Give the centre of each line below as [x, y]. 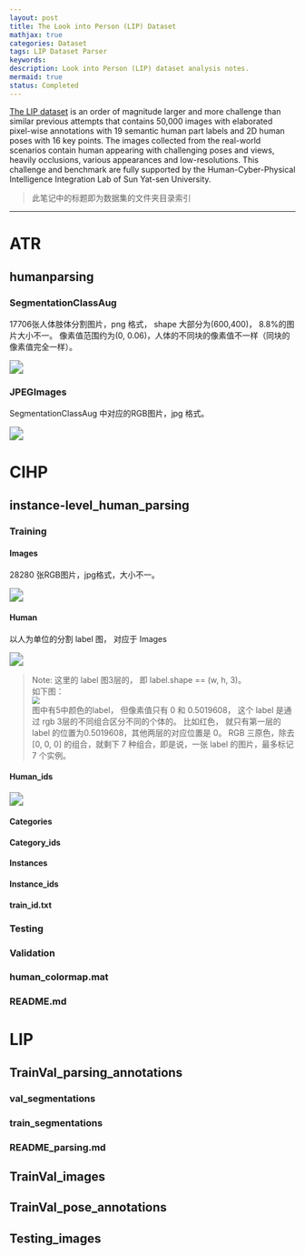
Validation [33, 953]
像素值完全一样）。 [43, 346]
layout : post [34, 18]
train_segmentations [56, 1122]
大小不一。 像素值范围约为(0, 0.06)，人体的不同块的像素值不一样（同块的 [153, 335]
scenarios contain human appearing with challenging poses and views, [142, 150]
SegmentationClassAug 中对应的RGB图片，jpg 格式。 [109, 413]
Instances [29, 863]
